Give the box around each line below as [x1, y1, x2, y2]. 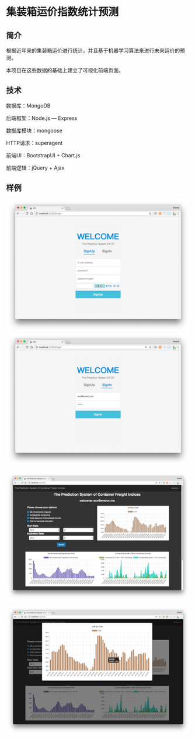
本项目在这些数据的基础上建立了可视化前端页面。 [6, 67, 124, 74]
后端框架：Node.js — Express [6, 115, 78, 122]
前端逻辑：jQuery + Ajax [6, 164, 65, 171]
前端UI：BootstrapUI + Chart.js [6, 151, 81, 158]
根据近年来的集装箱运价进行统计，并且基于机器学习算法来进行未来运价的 [6, 47, 180, 54]
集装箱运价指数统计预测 [6, 5, 119, 19]
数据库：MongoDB [6, 102, 51, 109]
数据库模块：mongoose [6, 127, 62, 134]
